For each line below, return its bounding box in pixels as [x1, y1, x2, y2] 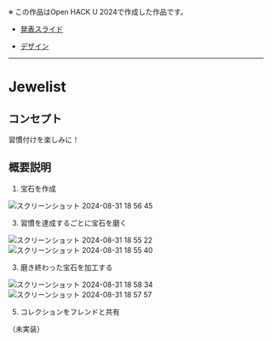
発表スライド [19, 24, 63, 34]
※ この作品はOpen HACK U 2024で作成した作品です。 [8, 7, 188, 16]
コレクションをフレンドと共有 [19, 306, 120, 317]
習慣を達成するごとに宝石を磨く [19, 217, 127, 228]
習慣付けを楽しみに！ [8, 135, 79, 144]
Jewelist [8, 78, 66, 96]
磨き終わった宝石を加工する [19, 262, 113, 272]
